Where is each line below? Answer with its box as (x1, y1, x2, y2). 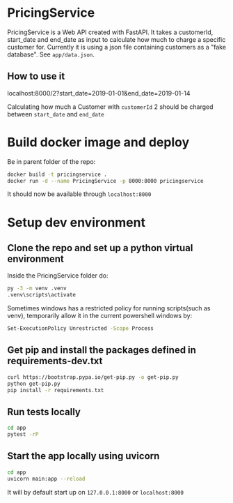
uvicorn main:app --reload (7, 475, 86, 482)
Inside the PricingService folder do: (7, 271, 109, 280)
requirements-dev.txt (7, 355, 103, 367)
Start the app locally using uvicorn (7, 450, 160, 462)
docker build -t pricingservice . (7, 171, 108, 178)
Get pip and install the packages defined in (7, 344, 197, 356)
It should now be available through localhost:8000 (7, 190, 152, 198)
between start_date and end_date (7, 110, 104, 118)
